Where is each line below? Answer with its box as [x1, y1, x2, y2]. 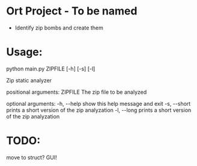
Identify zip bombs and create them [14, 24, 103, 31]
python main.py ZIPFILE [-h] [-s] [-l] [6, 65, 95, 72]
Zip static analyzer [6, 76, 52, 84]
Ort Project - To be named [6, 4, 138, 18]
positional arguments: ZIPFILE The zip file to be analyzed [6, 88, 147, 96]
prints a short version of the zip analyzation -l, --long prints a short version [6, 106, 192, 114]
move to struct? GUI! [6, 153, 57, 161]
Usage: [6, 45, 43, 59]
